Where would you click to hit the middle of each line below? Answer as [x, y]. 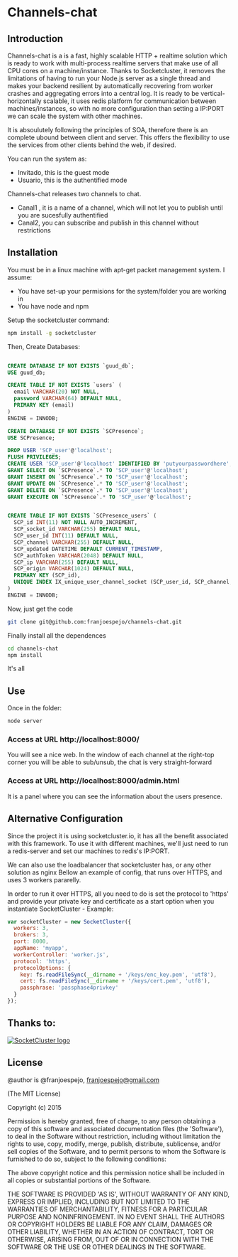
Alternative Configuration [65, 819]
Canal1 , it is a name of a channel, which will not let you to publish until [120, 208]
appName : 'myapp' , [41, 948]
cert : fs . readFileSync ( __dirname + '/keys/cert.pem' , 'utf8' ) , [115, 981]
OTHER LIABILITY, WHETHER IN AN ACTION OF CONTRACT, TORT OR [110, 1231]
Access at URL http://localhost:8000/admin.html [93, 781]
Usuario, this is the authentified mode [72, 180]
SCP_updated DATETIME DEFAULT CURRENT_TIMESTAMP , [88, 549]
